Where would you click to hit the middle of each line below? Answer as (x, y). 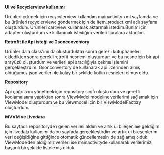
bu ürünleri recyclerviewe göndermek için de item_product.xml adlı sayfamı (81, 22)
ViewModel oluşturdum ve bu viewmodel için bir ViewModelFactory (73, 102)
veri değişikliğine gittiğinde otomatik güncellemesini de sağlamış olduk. (77, 137)
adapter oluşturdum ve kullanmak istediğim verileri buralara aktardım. (75, 32)
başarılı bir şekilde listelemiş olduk (40, 147)
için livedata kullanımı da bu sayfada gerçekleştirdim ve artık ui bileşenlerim (81, 132)
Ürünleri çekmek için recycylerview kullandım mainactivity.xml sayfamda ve (82, 17)
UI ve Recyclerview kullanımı (35, 7)
